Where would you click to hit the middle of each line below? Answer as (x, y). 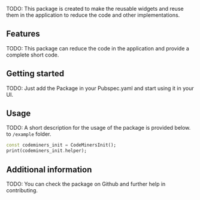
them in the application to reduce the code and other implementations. (93, 15)
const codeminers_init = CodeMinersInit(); (61, 145)
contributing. (22, 190)
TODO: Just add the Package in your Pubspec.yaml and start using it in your (100, 88)
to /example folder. (29, 134)
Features (23, 34)
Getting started (35, 74)
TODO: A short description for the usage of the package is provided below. (99, 128)
